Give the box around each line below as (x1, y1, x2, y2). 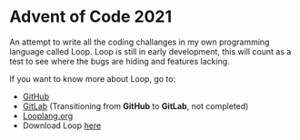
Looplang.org (22, 110, 74, 121)
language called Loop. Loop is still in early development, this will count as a (9, 45, 292, 56)
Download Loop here (22, 120, 102, 131)
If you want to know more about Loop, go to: (9, 73, 175, 84)
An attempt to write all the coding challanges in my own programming (9, 36, 270, 47)
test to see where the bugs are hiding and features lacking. (9, 55, 230, 66)
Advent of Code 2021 (9, 6, 173, 27)
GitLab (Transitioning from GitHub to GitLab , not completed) (22, 100, 249, 111)
